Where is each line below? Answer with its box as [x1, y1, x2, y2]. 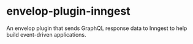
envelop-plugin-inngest [6, 4, 131, 18]
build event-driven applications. [6, 31, 86, 38]
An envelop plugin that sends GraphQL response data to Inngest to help [6, 24, 187, 32]
